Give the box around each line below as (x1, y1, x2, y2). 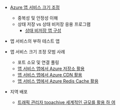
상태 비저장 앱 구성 (25, 27, 62, 33)
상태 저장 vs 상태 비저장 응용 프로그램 (17, 21, 91, 27)
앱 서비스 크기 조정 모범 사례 (10, 49, 65, 54)
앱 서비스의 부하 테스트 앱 (10, 38, 60, 44)
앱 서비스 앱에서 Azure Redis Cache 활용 (17, 78, 99, 84)
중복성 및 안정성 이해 (17, 15, 58, 21)
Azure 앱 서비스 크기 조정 (10, 4, 60, 10)
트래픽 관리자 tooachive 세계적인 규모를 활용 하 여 (17, 99, 115, 105)
